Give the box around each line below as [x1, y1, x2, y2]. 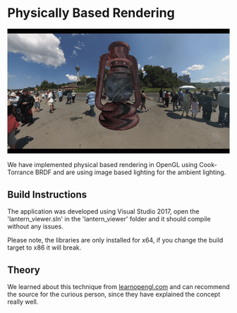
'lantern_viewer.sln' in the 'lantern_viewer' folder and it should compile [7, 215, 211, 223]
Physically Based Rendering [7, 5, 175, 21]
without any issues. [7, 222, 63, 231]
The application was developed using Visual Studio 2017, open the [7, 207, 200, 216]
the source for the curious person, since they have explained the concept [7, 290, 221, 299]
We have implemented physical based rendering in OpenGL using [7, 161, 197, 169]
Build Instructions [7, 188, 87, 200]
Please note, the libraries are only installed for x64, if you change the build [7, 236, 224, 245]
